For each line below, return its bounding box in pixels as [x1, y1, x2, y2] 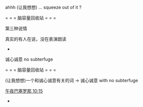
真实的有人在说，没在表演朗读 [5, 36, 66, 42]
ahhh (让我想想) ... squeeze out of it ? [5, 4, 82, 10]
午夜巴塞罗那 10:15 [5, 88, 43, 94]
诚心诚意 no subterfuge [5, 56, 53, 62]
